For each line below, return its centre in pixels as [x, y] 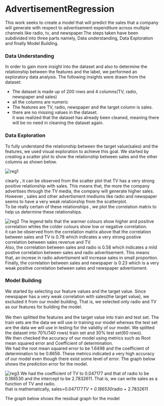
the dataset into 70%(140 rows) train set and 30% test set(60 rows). [74, 333]
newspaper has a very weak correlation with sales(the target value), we [77, 296]
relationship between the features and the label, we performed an [71, 72]
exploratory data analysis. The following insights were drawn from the [75, 77]
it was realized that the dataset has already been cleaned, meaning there [85, 118]
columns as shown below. [31, 162]
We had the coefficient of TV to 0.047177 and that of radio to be [85, 373]
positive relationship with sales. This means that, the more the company [78, 186]
